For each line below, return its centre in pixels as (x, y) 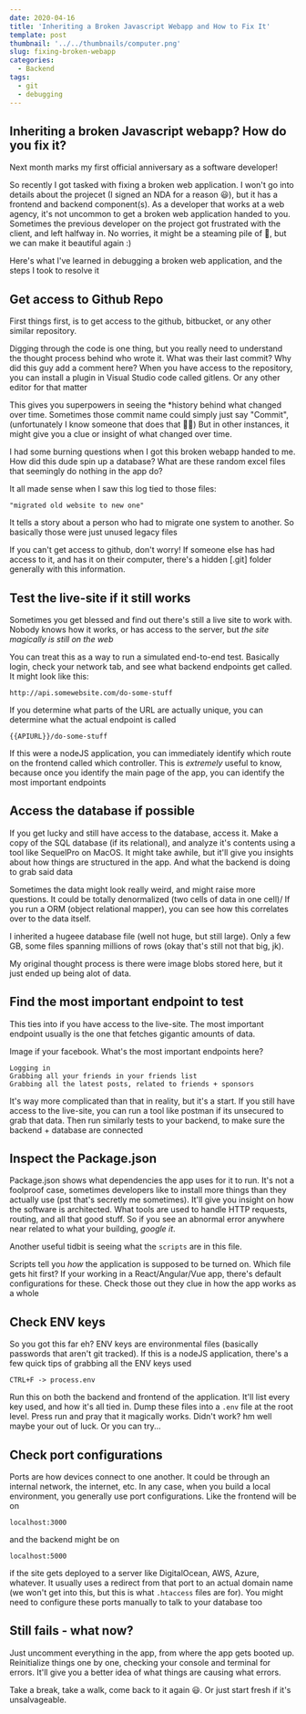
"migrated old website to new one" (77, 506)
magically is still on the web (61, 639)
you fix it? (38, 145)
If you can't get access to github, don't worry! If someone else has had (142, 550)
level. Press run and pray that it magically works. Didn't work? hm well (141, 1417)
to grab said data (41, 871)
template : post (38, 35)
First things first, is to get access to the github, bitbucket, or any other (140, 321)
